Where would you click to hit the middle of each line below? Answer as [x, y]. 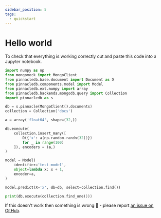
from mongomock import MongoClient [41, 75]
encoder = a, [25, 174]
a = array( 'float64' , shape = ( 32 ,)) [41, 120]
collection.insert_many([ [40, 133]
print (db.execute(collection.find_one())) [49, 196]
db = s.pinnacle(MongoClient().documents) [49, 107]
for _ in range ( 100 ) [43, 142]
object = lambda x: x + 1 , [39, 170]
